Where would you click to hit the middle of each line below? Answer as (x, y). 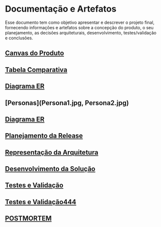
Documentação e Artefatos (61, 9)
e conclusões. (19, 38)
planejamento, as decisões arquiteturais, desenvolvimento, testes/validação (81, 33)
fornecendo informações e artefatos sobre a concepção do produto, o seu (79, 27)
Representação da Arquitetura (52, 152)
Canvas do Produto (35, 53)
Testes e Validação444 (41, 202)
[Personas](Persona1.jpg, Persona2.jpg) (67, 103)
